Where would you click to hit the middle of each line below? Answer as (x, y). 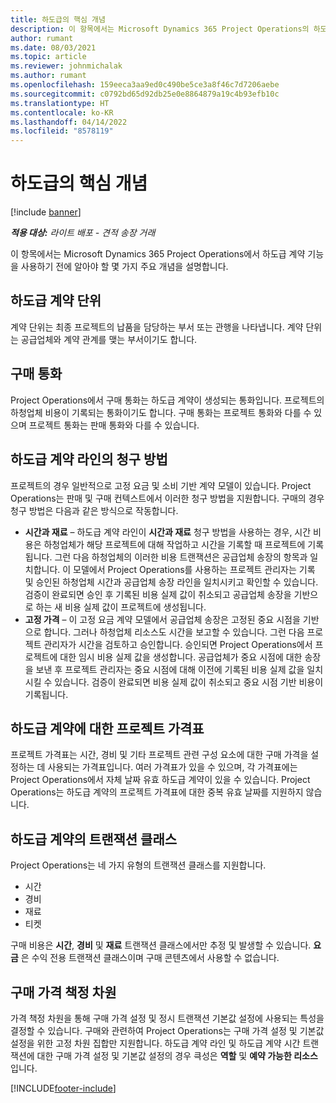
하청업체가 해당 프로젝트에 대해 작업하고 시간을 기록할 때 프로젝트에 (174, 544)
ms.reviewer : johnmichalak (66, 66)
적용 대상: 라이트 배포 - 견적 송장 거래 (83, 233)
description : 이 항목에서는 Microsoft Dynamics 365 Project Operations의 (160, 29)
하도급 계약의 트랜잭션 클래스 (94, 839)
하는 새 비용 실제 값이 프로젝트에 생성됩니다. (121, 607)
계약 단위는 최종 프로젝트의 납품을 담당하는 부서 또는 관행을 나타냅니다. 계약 (157, 327)
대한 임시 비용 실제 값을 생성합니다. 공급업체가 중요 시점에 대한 (181, 657)
